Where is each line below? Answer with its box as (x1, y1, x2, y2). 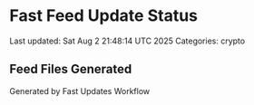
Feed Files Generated (9, 62, 132, 77)
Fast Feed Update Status (9, 5, 198, 26)
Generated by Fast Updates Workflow (9, 85, 151, 96)
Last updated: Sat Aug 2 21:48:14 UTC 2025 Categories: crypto (9, 35, 246, 46)
